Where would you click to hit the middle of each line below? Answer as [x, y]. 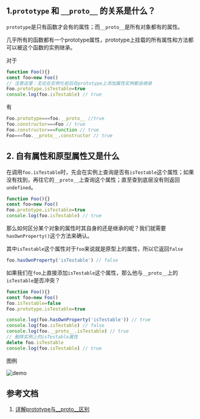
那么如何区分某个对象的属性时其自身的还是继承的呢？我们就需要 [86, 228]
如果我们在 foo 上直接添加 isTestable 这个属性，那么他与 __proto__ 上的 [92, 273]
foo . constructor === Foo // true [46, 124]
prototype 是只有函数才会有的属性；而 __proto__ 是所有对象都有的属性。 [95, 27]
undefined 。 [21, 187]
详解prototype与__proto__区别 [52, 409]
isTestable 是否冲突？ [33, 280]
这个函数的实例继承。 [49, 47]
